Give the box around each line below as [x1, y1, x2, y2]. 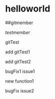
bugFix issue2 [5, 87, 34, 93]
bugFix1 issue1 [5, 68, 35, 74]
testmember [5, 29, 30, 35]
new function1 [5, 78, 34, 84]
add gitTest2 [5, 58, 31, 64]
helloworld [5, 3, 50, 15]
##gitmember [5, 20, 33, 26]
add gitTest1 [5, 49, 30, 55]
